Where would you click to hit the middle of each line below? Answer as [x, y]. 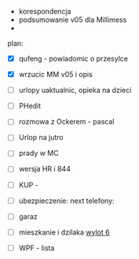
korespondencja [45, 11]
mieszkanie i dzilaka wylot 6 [64, 232]
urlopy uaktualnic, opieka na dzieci [75, 91]
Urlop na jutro [41, 138]
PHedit [29, 106]
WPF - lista [37, 248]
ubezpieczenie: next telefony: [66, 201]
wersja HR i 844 [45, 169]
